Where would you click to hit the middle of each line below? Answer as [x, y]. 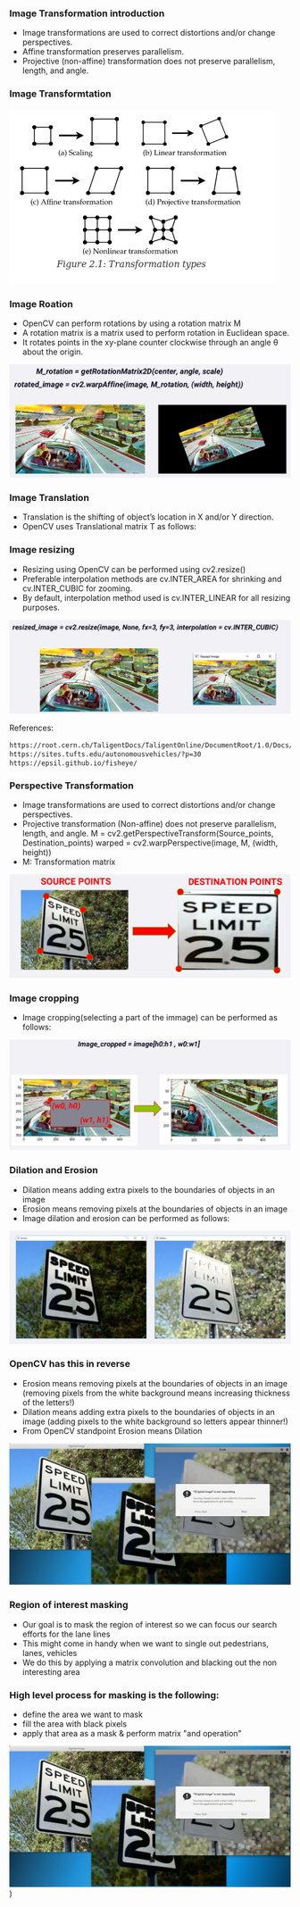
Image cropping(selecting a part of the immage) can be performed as [150, 1018]
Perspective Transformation [71, 786]
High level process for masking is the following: [114, 1695]
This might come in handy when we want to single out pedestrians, [146, 1643]
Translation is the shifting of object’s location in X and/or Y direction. [148, 517]
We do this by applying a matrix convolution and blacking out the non [150, 1662]
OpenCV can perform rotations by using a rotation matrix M [131, 323]
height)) [37, 852]
